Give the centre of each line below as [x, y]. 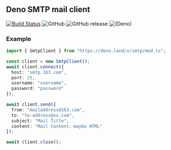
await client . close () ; [34, 142]
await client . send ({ [31, 104]
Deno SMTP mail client [48, 10]
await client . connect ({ [35, 67]
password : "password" [38, 89]
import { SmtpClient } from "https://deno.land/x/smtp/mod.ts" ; [86, 51]
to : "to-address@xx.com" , [43, 115]
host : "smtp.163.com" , [39, 72]
